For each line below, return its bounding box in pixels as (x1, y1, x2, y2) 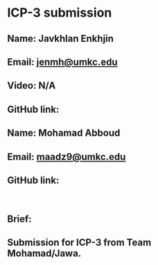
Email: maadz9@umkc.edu (7, 151, 126, 163)
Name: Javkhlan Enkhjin (7, 33, 114, 45)
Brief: (7, 213, 33, 225)
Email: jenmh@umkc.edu (7, 56, 118, 67)
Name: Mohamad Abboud (7, 127, 121, 139)
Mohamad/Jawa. (7, 248, 82, 259)
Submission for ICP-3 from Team (7, 236, 152, 248)
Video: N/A (7, 80, 56, 92)
